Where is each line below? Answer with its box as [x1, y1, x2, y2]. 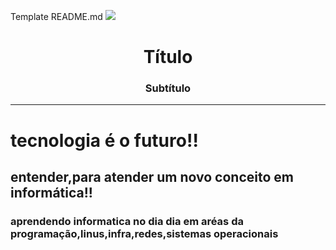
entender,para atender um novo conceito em [10, 169, 294, 186]
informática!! [10, 185, 93, 202]
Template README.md [10, 11, 103, 22]
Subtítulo [144, 81, 192, 95]
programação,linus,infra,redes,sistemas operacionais [10, 226, 279, 240]
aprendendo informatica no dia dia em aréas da [10, 214, 244, 228]
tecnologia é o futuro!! [10, 129, 199, 152]
